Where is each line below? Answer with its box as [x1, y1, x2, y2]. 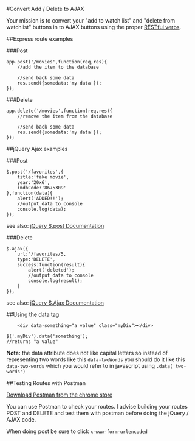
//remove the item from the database [17, 113, 113, 119]
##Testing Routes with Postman [6, 379, 86, 386]
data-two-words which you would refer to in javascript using [6, 362, 156, 369]
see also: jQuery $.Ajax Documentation [6, 299, 104, 306]
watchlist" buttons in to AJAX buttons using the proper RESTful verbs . [6, 24, 182, 30]
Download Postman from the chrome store [6, 391, 113, 398]
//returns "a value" [6, 339, 59, 345]
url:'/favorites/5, [17, 251, 67, 257]
